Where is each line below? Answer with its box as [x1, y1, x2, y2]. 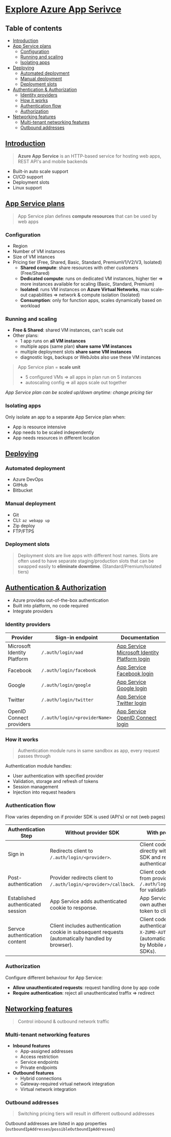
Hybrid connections [20, 1075, 62, 1081]
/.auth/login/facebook [41, 667, 97, 673]
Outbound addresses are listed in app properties [5, 1121, 107, 1127]
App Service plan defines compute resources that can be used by [17, 213, 157, 219]
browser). [50, 941, 73, 948]
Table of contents [5, 24, 62, 33]
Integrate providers [12, 608, 53, 614]
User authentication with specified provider [12, 773, 104, 779]
